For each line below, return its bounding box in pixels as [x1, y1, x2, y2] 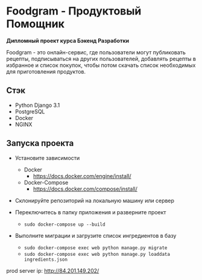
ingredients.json [24, 256, 68, 262]
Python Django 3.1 [14, 101, 60, 109]
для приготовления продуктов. [6, 68, 86, 75]
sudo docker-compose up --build [24, 221, 106, 227]
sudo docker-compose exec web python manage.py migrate [24, 244, 168, 251]
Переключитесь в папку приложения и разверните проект [14, 208, 166, 215]
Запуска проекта [6, 138, 74, 148]
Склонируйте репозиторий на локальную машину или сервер [14, 197, 175, 204]
